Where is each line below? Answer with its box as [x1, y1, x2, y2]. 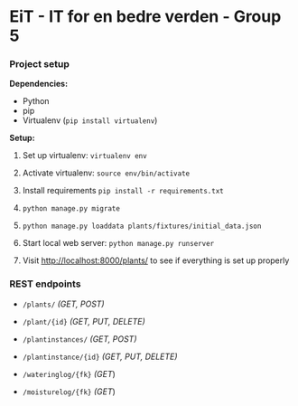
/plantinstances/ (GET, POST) [22, 333, 137, 345]
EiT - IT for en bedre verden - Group [9, 6, 282, 27]
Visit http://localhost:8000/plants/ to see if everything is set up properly [22, 255, 290, 266]
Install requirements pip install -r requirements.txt [22, 185, 224, 196]
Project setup [9, 58, 70, 71]
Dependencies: [9, 79, 69, 90]
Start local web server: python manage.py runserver [22, 238, 215, 249]
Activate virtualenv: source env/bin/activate [22, 167, 191, 178]
